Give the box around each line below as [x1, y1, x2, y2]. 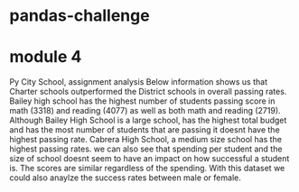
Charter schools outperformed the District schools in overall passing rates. [9, 87, 287, 97]
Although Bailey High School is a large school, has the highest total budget [9, 114, 287, 126]
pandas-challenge [9, 5, 151, 26]
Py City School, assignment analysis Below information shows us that [9, 77, 268, 87]
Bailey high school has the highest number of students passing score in [9, 96, 276, 106]
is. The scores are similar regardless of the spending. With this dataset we [9, 163, 285, 174]
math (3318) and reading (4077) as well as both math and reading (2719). [9, 105, 282, 116]
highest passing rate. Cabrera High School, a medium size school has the [9, 134, 283, 145]
